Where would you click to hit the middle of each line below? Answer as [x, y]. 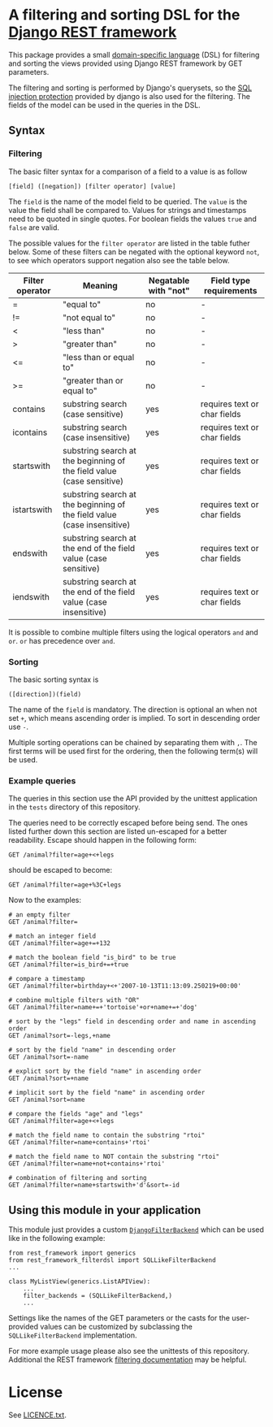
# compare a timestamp [47, 979]
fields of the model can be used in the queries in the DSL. [104, 105]
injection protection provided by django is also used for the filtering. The [129, 96]
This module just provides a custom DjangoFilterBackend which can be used [136, 1230]
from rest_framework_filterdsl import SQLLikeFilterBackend [113, 1260]
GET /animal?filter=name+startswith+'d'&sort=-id [94, 1185]
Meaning [100, 285]
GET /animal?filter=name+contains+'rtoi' [80, 1143]
